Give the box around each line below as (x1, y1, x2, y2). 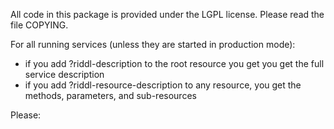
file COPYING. (10, 19, 69, 31)
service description (24, 69, 105, 80)
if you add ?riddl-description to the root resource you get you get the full (24, 58, 325, 69)
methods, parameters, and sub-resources (24, 90, 197, 101)
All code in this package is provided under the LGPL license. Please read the (10, 9, 325, 20)
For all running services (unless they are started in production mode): (10, 39, 296, 50)
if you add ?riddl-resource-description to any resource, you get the (24, 79, 302, 91)
